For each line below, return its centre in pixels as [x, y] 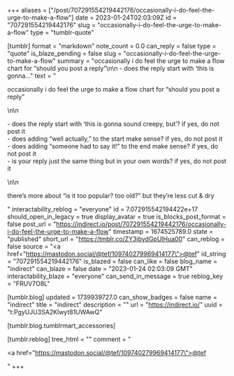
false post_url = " [32, 224]
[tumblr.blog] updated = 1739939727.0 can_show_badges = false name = [112, 297]
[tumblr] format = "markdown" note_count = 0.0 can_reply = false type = [112, 46]
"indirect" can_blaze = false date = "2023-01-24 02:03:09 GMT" [100, 269]
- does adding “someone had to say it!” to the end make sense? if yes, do [113, 146]
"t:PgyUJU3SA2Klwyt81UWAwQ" [55, 312]
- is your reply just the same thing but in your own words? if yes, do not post [117, 161]
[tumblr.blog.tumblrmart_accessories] [61, 326]
